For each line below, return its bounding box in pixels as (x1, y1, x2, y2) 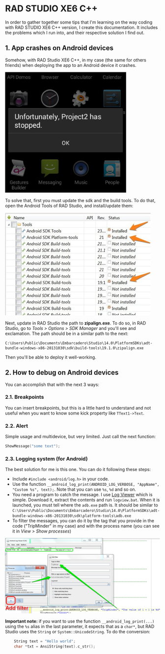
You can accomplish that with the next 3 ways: (5, 382, 100, 387)
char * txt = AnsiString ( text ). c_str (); (14, 644, 96, 649)
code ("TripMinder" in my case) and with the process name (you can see (12, 523, 160, 529)
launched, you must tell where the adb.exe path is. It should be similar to (12, 502, 158, 508)
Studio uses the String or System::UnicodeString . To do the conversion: (5, 629, 151, 635)
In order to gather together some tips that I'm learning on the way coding (5, 19, 153, 25)
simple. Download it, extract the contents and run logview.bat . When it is (12, 497, 160, 503)
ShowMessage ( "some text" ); (5, 444, 60, 449)
